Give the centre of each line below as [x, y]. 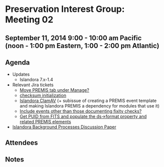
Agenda [18, 62]
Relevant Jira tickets [33, 85]
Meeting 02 [29, 20]
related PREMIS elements [45, 122]
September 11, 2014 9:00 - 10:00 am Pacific [73, 38]
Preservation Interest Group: [65, 9]
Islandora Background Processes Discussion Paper [64, 127]
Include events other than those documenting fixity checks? [81, 111]
